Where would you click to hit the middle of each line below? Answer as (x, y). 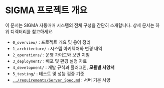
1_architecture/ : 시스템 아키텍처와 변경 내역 (57, 48)
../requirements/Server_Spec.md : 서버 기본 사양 (61, 80)
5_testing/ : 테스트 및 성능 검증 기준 (48, 73)
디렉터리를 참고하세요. (32, 31)
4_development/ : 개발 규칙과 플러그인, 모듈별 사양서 (63, 67)
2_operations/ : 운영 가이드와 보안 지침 (51, 55)
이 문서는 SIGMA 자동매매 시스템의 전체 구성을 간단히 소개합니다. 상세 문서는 (80, 25)
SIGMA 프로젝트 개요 (46, 10)
